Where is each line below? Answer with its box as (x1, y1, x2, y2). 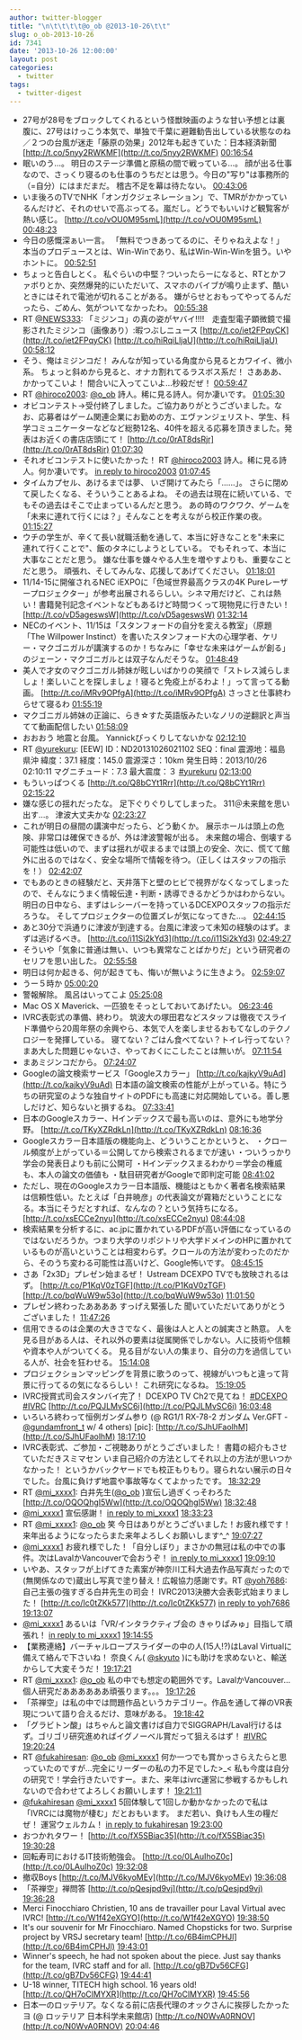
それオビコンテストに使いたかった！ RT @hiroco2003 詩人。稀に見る (22, 454, 280, 465)
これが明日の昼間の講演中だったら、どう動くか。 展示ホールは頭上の (22, 820, 277, 831)
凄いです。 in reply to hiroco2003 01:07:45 (53, 465, 211, 477)
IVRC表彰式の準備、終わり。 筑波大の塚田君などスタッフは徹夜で (22, 1011, 264, 1022)
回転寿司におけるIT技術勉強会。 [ (22, 1850, 146, 1862)
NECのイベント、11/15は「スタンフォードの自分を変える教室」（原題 (22, 620, 272, 631)
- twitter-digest (17, 88, 83, 97)
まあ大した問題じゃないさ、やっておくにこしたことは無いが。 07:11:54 (22, 1045, 282, 1056)
